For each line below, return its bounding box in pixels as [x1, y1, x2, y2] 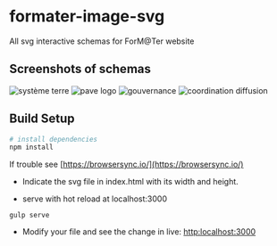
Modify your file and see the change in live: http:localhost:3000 [21, 226, 256, 237]
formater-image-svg [9, 6, 165, 27]
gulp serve [9, 211, 50, 220]
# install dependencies [9, 135, 98, 143]
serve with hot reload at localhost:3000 [21, 193, 168, 204]
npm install [9, 143, 54, 152]
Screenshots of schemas [9, 61, 152, 77]
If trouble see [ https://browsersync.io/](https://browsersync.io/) [9, 159, 244, 170]
